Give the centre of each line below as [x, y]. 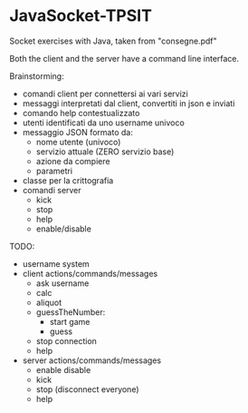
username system [56, 263]
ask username [62, 283]
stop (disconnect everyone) [87, 389]
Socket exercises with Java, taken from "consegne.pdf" [113, 41]
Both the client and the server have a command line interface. [124, 58]
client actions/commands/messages [90, 273]
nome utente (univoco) [78, 142]
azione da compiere [73, 161]
